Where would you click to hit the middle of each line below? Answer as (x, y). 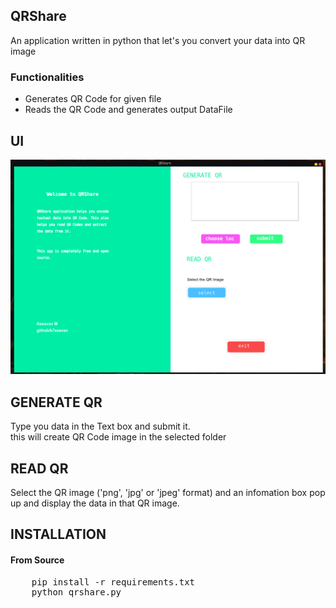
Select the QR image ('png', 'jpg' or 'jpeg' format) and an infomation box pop (168, 493)
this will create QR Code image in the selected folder (118, 437)
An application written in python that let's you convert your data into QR (158, 40)
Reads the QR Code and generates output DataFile (128, 110)
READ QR (39, 468)
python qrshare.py (76, 592)
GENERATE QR (56, 402)
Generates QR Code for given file (93, 99)
